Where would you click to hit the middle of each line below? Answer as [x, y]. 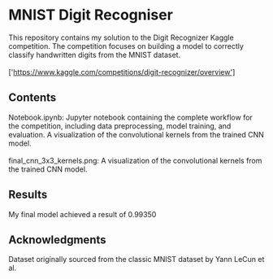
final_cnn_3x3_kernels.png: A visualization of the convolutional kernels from [135, 160]
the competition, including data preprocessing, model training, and [120, 126]
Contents [32, 98]
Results [28, 195]
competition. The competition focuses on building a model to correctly [126, 46]
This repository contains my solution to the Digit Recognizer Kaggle [121, 37]
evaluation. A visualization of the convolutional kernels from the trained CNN [136, 134]
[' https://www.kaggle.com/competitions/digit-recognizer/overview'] [122, 72]
